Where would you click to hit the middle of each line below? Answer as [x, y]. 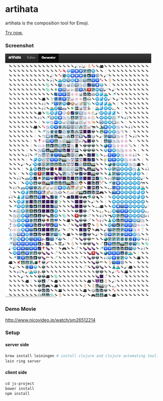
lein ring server [23, 361]
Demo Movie [21, 309]
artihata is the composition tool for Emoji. [47, 23]
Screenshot [19, 45]
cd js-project [20, 384]
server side [17, 345]
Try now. [14, 32]
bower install [20, 389]
